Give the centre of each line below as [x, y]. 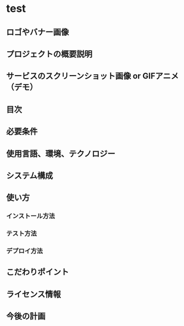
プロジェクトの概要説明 [49, 54]
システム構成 [30, 175]
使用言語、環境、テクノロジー [61, 153]
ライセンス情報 [34, 294]
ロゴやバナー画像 [38, 32]
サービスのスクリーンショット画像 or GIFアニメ [92, 76]
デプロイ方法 [25, 251]
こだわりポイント [38, 272]
